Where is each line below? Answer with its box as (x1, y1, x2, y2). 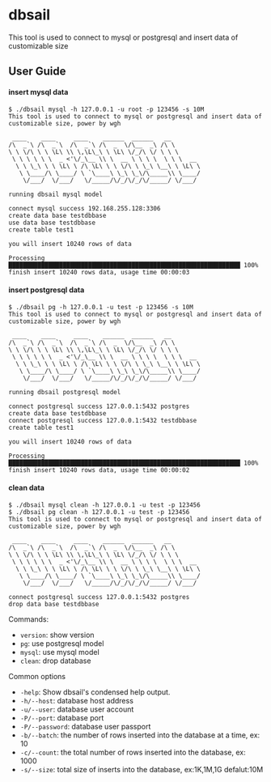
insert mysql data (8, 87, 69, 96)
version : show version (19, 630, 95, 640)
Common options (8, 671, 66, 681)
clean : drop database (19, 656, 91, 665)
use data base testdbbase (8, 219, 95, 227)
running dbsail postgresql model (8, 388, 121, 396)
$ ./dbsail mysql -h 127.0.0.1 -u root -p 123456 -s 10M (8, 105, 205, 113)
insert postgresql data (8, 285, 85, 295)
